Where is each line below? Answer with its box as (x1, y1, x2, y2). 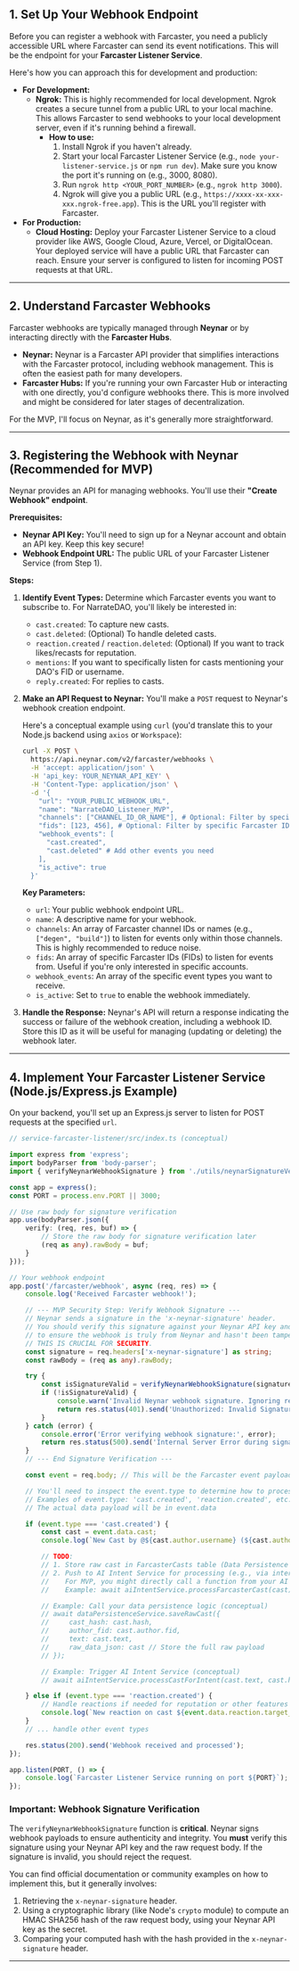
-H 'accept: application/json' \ (30, 763, 155, 772)
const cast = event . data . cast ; (41, 1528, 158, 1537)
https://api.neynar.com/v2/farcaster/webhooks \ (30, 755, 214, 764)
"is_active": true (38, 862, 107, 872)
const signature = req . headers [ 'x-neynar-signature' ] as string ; (25, 1347, 273, 1357)
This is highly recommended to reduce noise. (35, 943, 202, 953)
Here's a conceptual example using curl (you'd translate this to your (21, 720, 273, 730)
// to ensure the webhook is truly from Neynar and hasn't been (25, 1331, 269, 1340)
